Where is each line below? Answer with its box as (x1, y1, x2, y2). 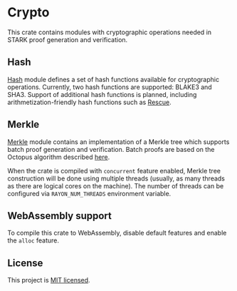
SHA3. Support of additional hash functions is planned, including (7, 90, 197, 98)
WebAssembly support (7, 210, 112, 222)
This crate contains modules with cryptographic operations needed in (7, 28, 212, 36)
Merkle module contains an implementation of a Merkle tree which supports (7, 137, 230, 146)
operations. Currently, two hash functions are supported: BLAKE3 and (7, 83, 212, 91)
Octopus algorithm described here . (7, 153, 110, 161)
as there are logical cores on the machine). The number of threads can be (7, 181, 224, 190)
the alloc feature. (7, 236, 59, 245)
